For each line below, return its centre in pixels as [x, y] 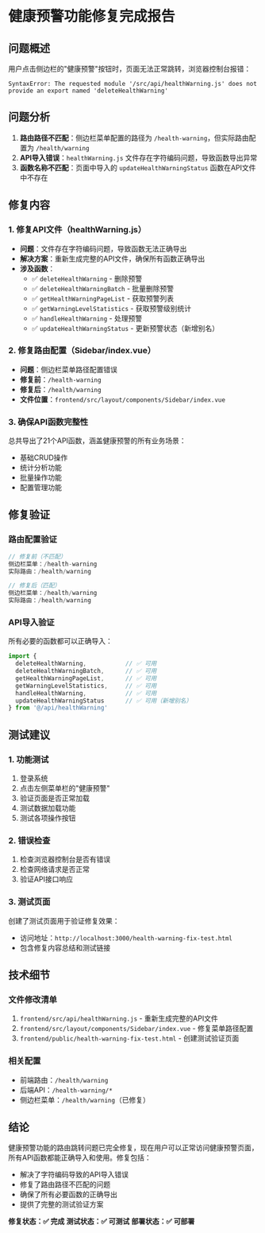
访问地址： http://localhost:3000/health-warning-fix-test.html [126, 937]
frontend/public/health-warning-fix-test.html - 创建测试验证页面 [129, 1038]
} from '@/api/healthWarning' [58, 708]
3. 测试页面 [29, 902]
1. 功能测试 [29, 759]
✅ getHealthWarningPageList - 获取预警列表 [103, 298]
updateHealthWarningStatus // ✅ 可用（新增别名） [104, 701]
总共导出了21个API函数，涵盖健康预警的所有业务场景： [97, 441]
